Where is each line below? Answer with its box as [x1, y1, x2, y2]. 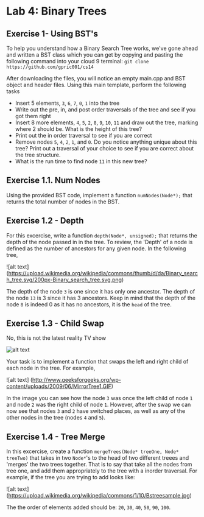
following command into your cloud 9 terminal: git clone [6, 58, 149, 65]
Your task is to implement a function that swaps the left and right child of [6, 358, 189, 365]
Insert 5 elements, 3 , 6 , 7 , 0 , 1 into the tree [15, 99, 120, 107]
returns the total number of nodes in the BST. [6, 198, 120, 205]
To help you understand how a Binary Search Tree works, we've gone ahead [6, 44, 198, 52]
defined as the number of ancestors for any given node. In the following [6, 245, 186, 252]
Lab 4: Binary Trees [6, 4, 107, 18]
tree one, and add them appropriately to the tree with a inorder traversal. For [6, 467, 198, 474]
